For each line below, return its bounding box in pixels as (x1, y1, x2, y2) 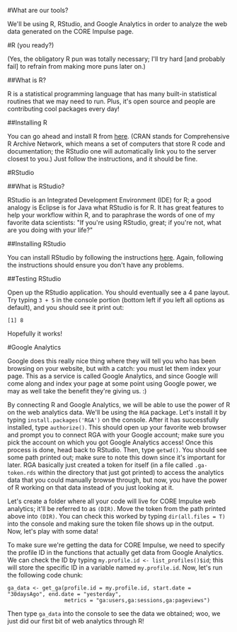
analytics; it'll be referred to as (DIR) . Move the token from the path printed (7, 505, 226, 512)
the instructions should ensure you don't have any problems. (7, 261, 184, 269)
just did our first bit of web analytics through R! (7, 617, 144, 625)
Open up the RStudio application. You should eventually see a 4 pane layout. (7, 288, 230, 297)
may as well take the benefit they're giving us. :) (7, 387, 147, 395)
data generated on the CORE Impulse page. (7, 28, 134, 35)
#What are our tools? (7, 6, 69, 14)
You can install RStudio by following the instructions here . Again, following (7, 253, 224, 261)
